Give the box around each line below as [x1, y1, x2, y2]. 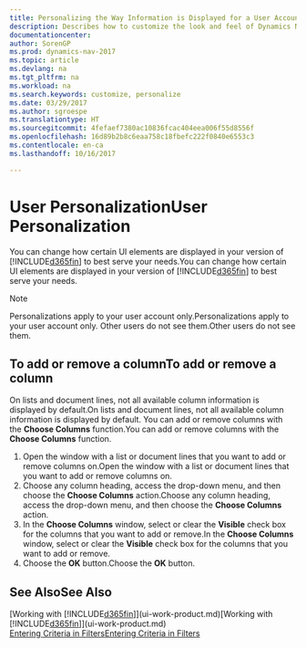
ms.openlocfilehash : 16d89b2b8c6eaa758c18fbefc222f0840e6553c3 [9, 132, 255, 141]
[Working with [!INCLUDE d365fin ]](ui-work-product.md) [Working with [9, 609, 273, 620]
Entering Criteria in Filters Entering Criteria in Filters [9, 628, 200, 639]
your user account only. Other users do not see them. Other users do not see [9, 320, 296, 331]
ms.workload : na [9, 81, 71, 90]
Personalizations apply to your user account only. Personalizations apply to [9, 310, 290, 321]
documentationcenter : [9, 30, 92, 39]
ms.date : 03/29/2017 [9, 98, 88, 108]
